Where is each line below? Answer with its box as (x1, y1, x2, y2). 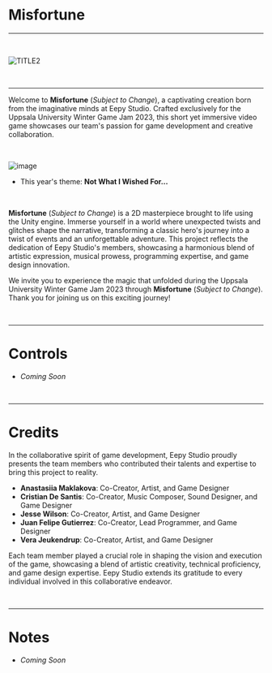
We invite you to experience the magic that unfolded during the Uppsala (8, 275, 249, 285)
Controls (8, 345, 68, 363)
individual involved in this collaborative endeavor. (8, 576, 172, 586)
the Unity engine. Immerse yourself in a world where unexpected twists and (8, 217, 261, 226)
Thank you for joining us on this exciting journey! (8, 292, 172, 302)
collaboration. (8, 129, 54, 139)
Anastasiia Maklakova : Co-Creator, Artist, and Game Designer (19, 483, 230, 493)
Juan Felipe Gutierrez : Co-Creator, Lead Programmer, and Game (19, 517, 237, 527)
